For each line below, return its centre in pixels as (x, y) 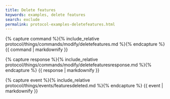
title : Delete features (31, 10)
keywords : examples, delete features (45, 15)
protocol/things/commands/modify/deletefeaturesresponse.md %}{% (79, 65)
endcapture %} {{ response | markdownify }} (52, 70)
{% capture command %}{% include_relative (52, 39)
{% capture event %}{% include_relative (48, 80)
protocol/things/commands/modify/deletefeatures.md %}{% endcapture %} (85, 44)
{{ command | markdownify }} (37, 49)
